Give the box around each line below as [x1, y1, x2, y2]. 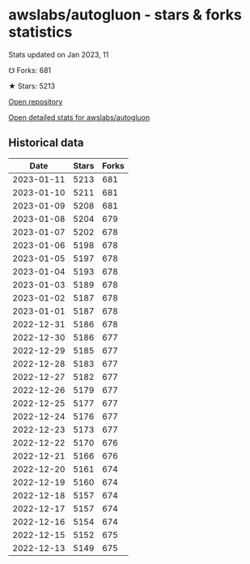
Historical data [8, 136, 84, 150]
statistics [8, 23, 73, 41]
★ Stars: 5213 [8, 81, 55, 91]
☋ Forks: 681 [8, 65, 52, 75]
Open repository [8, 96, 63, 106]
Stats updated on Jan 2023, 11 [8, 49, 109, 59]
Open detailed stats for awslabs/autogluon [8, 112, 150, 122]
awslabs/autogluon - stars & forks [8, 6, 243, 24]
